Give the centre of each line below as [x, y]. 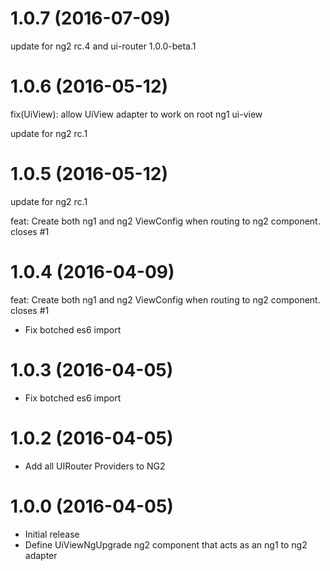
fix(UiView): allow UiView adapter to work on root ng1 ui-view [136, 114]
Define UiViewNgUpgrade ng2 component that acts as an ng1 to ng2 [166, 544]
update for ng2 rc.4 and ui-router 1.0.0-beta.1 [103, 46]
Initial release [52, 534]
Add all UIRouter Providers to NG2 [95, 466]
